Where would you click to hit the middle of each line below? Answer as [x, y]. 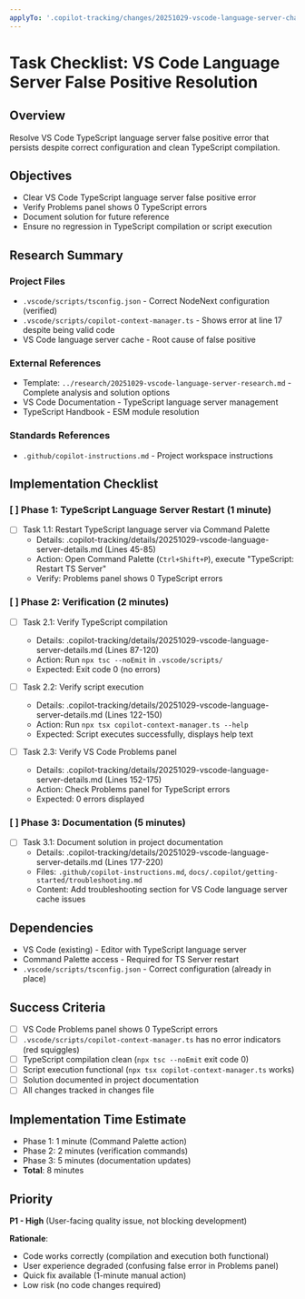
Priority [31, 1198]
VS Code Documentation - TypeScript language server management [150, 402]
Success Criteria [58, 1007]
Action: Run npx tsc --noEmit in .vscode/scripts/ [129, 660]
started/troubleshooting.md [89, 881]
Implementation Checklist [84, 484]
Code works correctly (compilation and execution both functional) [146, 1255]
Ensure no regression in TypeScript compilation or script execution [147, 227]
